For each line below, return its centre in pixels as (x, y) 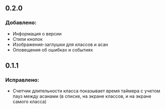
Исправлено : (22, 80)
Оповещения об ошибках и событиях (53, 49)
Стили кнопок (28, 39)
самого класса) (29, 102)
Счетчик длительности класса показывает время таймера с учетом (86, 91)
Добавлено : (21, 23)
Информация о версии (37, 34)
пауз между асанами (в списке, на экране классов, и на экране (82, 96)
